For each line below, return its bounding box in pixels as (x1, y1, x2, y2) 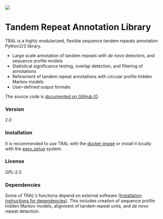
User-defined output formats (12, 84, 71, 90)
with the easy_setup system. (5, 146, 62, 152)
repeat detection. (5, 208, 40, 214)
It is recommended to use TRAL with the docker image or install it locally (5, 140, 151, 146)
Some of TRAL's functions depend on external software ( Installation (5, 192, 142, 199)
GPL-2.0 (5, 169, 22, 175)
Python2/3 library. (5, 43, 42, 49)
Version (5, 106, 25, 113)
